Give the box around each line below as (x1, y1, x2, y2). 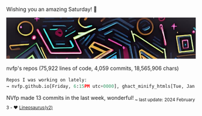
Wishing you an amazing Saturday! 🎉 (6, 6, 97, 13)
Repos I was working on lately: (6, 77, 87, 83)
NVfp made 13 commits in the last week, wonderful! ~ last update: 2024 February (6, 94, 195, 103)
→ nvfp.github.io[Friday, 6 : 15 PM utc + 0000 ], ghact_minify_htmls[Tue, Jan (6, 84, 195, 90)
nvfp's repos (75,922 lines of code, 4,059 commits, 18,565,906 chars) (6, 65, 179, 72)
